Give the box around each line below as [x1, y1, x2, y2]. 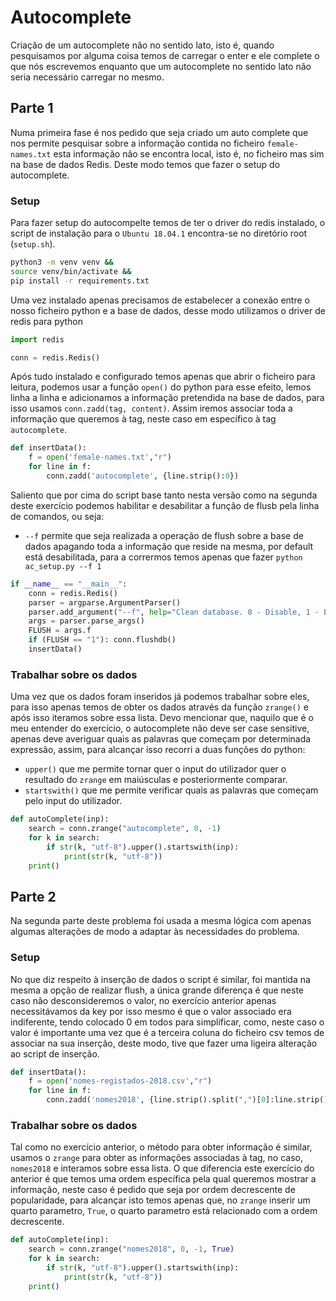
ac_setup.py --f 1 [24, 561, 102, 571]
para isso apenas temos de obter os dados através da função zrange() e [10, 701, 309, 713]
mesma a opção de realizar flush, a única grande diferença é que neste [10, 984, 305, 996]
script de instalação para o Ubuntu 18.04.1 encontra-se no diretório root [10, 227, 308, 240]
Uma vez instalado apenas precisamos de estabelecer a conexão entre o [10, 294, 310, 306]
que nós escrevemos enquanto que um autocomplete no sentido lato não [10, 60, 312, 72]
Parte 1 [10, 100, 54, 117]
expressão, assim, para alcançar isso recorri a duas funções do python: [10, 744, 306, 756]
